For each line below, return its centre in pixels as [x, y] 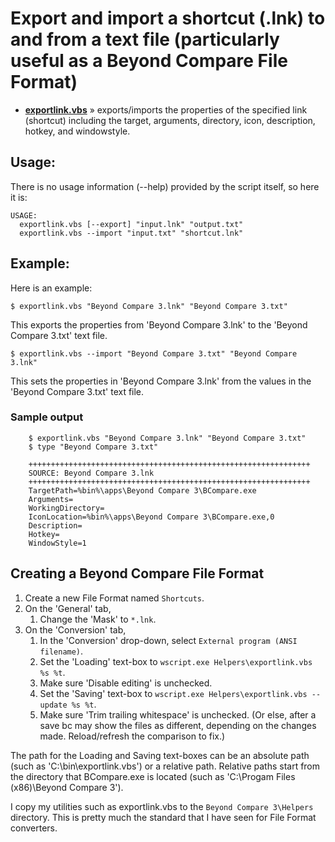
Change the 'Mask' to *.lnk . [98, 619]
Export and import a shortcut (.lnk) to [168, 18]
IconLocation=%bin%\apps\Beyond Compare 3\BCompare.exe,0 [151, 517]
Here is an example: [51, 288]
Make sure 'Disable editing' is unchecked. [126, 683]
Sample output [47, 417]
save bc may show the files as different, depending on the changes [178, 725]
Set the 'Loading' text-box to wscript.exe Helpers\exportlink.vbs [176, 661]
